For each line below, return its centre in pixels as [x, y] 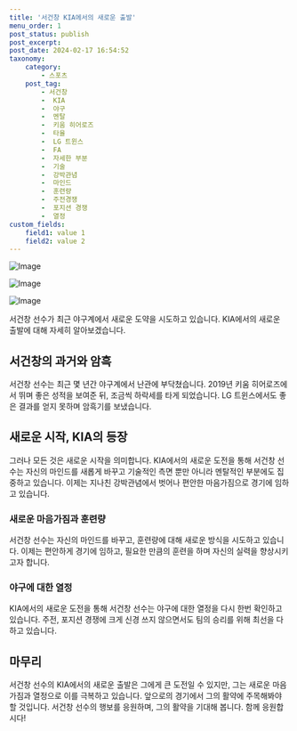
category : [44, 68]
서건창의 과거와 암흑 [60, 361]
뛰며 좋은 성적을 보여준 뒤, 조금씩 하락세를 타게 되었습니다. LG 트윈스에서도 [148, 395]
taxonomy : [28, 59]
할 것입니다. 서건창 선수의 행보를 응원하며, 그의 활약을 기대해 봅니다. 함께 [135, 707]
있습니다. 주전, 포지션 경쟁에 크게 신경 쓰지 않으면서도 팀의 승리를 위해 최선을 [142, 620]
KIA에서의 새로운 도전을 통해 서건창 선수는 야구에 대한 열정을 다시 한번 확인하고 [146, 609]
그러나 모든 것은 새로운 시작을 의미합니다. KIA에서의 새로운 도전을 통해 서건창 [142, 460]
